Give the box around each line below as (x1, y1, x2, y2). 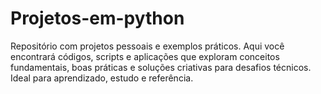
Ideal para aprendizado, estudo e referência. (10, 72, 194, 84)
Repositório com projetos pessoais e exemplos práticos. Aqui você (10, 40, 285, 52)
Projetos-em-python (10, 7, 185, 30)
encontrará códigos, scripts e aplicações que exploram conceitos (10, 50, 280, 62)
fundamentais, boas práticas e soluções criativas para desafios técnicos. (10, 61, 312, 73)
